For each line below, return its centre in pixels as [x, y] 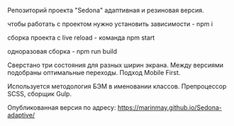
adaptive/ [21, 115]
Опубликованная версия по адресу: [62, 108]
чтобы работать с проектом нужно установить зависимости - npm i [110, 24]
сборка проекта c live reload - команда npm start [81, 38]
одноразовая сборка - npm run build [62, 51]
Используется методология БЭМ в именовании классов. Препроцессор [117, 86]
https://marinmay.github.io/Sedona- [169, 108]
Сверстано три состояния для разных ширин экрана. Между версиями [116, 65]
